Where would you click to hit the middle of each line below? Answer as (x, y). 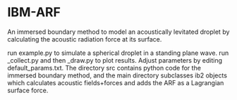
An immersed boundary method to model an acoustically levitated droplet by (119, 32)
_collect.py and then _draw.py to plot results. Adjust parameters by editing (115, 60)
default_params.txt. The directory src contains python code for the (104, 68)
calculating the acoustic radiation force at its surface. (85, 39)
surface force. (28, 90)
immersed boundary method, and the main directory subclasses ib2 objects (117, 75)
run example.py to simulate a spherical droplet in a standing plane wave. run (118, 53)
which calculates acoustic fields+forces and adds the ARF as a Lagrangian (116, 82)
